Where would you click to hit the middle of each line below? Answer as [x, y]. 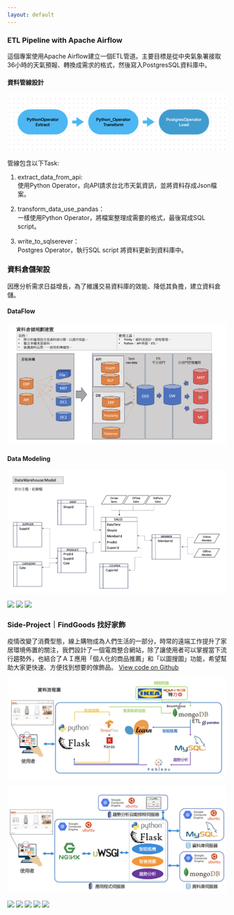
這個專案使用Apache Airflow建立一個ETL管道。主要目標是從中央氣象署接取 [114, 56]
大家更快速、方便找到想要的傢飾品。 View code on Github [96, 668]
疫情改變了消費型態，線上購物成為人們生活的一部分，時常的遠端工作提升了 [114, 641]
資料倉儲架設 [29, 270]
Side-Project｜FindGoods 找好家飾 [67, 625]
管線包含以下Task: [33, 163]
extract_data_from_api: [50, 177]
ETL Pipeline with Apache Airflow [65, 40]
